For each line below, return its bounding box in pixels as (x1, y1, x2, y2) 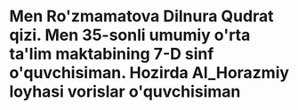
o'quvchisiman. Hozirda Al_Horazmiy (9, 63, 290, 83)
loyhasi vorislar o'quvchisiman (9, 82, 241, 102)
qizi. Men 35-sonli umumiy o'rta (9, 25, 251, 45)
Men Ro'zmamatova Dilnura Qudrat (9, 6, 274, 27)
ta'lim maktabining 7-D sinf (9, 44, 214, 64)
